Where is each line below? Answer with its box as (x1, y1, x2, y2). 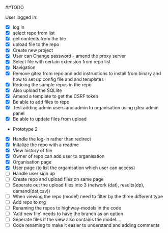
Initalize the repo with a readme (12, 142, 79, 148)
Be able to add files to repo (12, 99, 70, 105)
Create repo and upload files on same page (12, 176, 104, 182)
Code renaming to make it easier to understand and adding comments (12, 222, 160, 228)
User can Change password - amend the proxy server (12, 53, 126, 59)
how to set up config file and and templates (12, 76, 104, 82)
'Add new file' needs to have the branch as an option (12, 211, 124, 217)
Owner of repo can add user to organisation (12, 153, 105, 159)
